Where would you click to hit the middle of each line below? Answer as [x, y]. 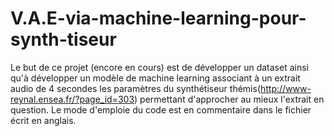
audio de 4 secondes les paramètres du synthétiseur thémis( [135, 88]
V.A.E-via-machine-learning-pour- [158, 18]
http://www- [286, 88]
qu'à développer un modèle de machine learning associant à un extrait [155, 78]
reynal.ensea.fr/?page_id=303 [72, 99]
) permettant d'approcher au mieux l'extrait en [229, 99]
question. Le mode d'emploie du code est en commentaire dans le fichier [161, 109]
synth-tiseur [63, 39]
